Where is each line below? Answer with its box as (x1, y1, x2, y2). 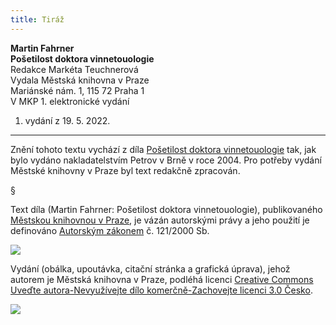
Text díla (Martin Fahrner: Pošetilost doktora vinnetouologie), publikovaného (10, 203, 323, 215)
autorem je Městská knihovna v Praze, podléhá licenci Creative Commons (10, 273, 314, 285)
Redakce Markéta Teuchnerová (10, 63, 139, 75)
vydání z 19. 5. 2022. (24, 114, 111, 126)
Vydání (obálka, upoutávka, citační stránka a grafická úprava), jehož (10, 262, 291, 275)
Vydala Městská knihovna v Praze (10, 74, 150, 86)
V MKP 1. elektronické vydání (10, 95, 130, 107)
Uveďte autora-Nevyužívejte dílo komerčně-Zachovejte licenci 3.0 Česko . (10, 284, 313, 296)
